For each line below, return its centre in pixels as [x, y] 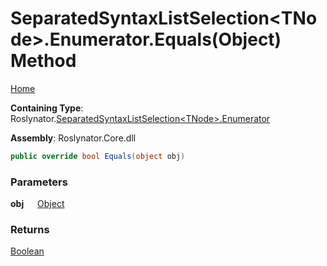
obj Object [37, 204]
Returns [30, 230]
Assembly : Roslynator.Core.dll [73, 138]
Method [43, 61]
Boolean [27, 251]
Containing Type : [47, 108]
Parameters [39, 182]
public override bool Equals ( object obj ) [98, 156]
